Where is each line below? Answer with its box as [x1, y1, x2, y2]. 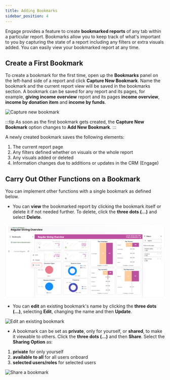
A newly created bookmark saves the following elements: [5, 134, 125, 140]
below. [5, 194, 19, 200]
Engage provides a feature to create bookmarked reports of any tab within [5, 28, 161, 34]
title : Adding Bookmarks [5, 8, 58, 13]
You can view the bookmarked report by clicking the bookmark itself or [12, 203, 161, 210]
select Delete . [12, 214, 42, 220]
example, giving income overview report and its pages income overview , [5, 94, 160, 100]
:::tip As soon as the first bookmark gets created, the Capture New [5, 119, 144, 125]
